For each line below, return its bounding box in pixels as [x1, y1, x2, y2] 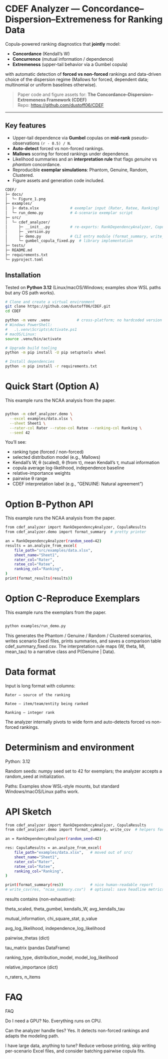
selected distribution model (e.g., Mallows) [12, 454, 101, 460]
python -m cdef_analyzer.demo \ [5, 412, 72, 417]
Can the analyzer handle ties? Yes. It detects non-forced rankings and [5, 1027, 149, 1033]
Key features [5, 121, 46, 130]
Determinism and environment [5, 741, 134, 753]
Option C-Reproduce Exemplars [5, 593, 140, 604]
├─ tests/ [5, 243, 26, 248]
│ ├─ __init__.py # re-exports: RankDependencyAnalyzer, [5, 224, 153, 229]
